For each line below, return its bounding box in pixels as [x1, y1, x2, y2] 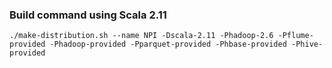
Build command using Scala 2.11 [9, 8, 167, 22]
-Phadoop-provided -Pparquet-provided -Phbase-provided [49, 39, 287, 50]
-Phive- [291, 39, 324, 50]
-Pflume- [277, 31, 314, 41]
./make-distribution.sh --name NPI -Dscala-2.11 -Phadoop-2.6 [9, 31, 274, 41]
